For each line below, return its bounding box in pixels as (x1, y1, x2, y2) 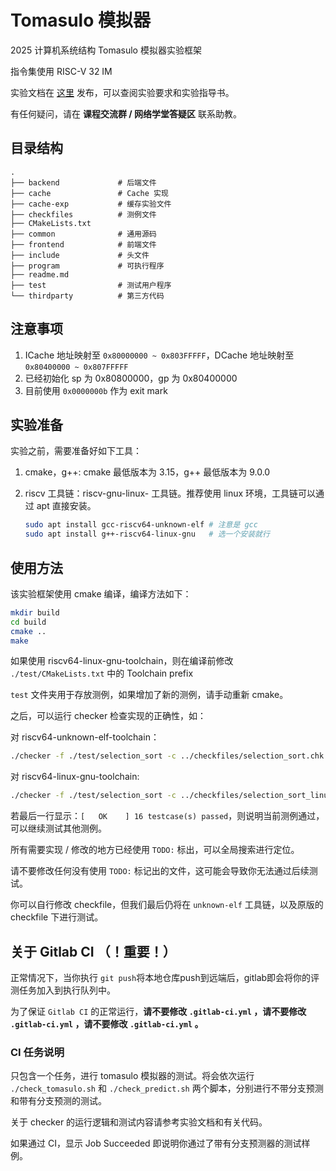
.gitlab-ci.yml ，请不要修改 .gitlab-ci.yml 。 (10, 1018, 204, 1030)
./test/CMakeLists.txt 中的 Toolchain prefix (10, 667, 194, 680)
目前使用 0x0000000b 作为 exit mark (24, 384, 168, 396)
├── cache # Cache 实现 (10, 188, 169, 198)
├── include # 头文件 (10, 250, 150, 260)
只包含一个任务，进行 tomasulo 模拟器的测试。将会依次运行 (10, 1070, 255, 1082)
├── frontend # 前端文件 (10, 239, 157, 250)
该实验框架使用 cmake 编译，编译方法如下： (10, 587, 192, 600)
